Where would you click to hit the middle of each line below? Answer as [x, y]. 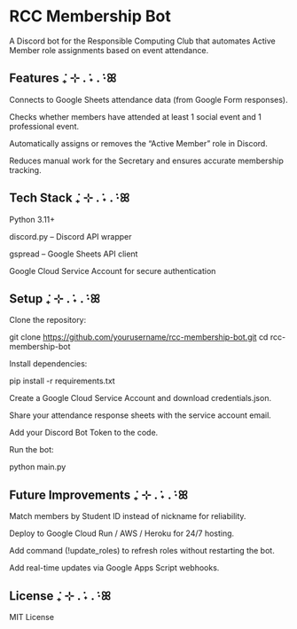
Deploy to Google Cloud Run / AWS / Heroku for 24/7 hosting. [122, 533]
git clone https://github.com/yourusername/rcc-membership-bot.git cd [139, 337]
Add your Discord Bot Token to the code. [84, 433]
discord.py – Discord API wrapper [70, 236]
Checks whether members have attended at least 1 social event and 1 [135, 116]
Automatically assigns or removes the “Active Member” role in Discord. [138, 143]
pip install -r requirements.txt [62, 381]
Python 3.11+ [32, 219]
